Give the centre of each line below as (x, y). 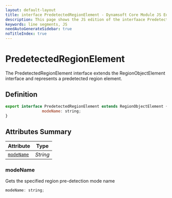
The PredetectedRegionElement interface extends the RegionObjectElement (85, 73)
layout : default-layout (31, 10)
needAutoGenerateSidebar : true (39, 29)
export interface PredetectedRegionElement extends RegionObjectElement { (87, 106)
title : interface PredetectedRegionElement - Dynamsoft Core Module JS (83, 15)
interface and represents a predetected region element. (64, 78)
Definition (21, 95)
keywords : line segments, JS (36, 24)
